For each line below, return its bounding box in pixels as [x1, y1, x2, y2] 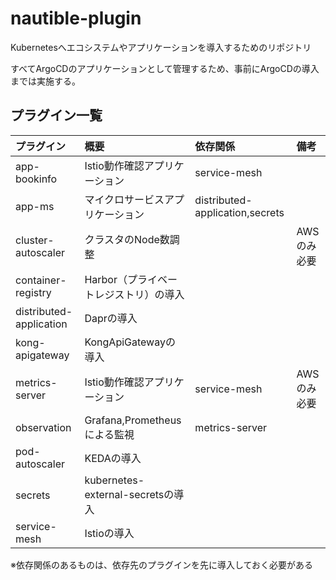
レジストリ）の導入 [94, 287, 185, 301]
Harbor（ [84, 272, 128, 286]
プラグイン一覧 [10, 107, 103, 124]
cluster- [15, 233, 55, 247]
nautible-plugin [10, 7, 142, 30]
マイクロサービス [84, 192, 165, 206]
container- [15, 273, 67, 287]
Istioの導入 [84, 526, 135, 540]
